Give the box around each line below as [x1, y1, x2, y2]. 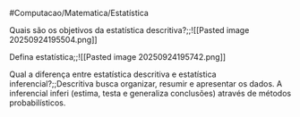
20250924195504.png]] [9, 35, 98, 45]
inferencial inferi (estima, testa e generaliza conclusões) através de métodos [9, 88, 292, 98]
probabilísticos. [9, 97, 66, 108]
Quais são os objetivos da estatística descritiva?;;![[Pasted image [9, 25, 250, 35]
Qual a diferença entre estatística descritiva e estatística [9, 69, 217, 79]
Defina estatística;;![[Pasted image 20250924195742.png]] [9, 52, 227, 62]
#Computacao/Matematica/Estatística [9, 8, 150, 18]
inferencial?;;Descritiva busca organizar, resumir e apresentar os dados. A [9, 79, 283, 88]
